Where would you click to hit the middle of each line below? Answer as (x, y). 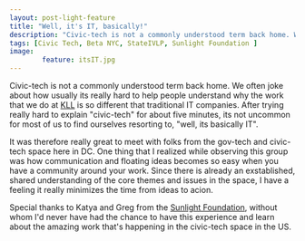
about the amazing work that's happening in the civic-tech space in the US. (151, 227)
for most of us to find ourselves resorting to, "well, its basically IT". (134, 124)
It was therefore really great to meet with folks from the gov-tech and (138, 142)
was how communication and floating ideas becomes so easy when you (144, 161)
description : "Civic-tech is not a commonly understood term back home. (150, 34)
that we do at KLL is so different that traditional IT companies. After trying (147, 105)
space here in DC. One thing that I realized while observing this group (158, 151)
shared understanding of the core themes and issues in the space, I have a (149, 180)
